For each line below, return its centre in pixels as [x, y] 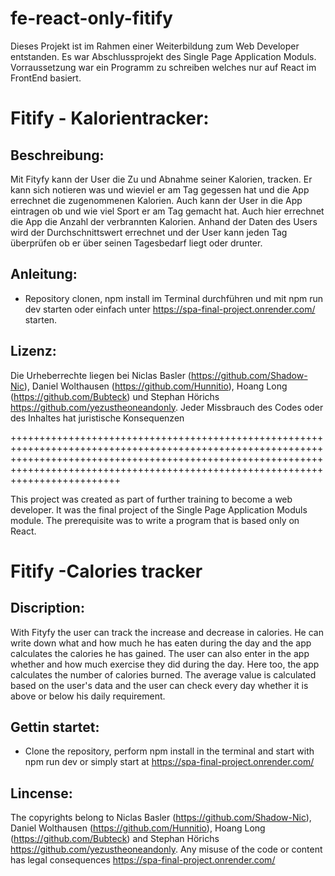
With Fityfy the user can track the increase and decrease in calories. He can [167, 632]
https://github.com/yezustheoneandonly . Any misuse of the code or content [166, 849]
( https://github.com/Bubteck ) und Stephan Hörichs [115, 396]
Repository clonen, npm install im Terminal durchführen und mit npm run [174, 298]
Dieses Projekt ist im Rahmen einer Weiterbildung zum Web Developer [155, 46]
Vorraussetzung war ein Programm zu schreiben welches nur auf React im [163, 67]
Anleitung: [44, 274]
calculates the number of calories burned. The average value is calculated [163, 674]
